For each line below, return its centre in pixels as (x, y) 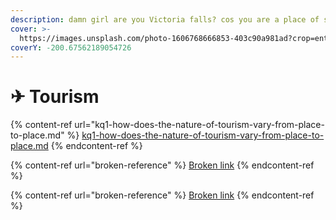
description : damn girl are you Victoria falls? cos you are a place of (165, 19)
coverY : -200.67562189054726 (71, 47)
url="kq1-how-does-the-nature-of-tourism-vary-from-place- (199, 125)
